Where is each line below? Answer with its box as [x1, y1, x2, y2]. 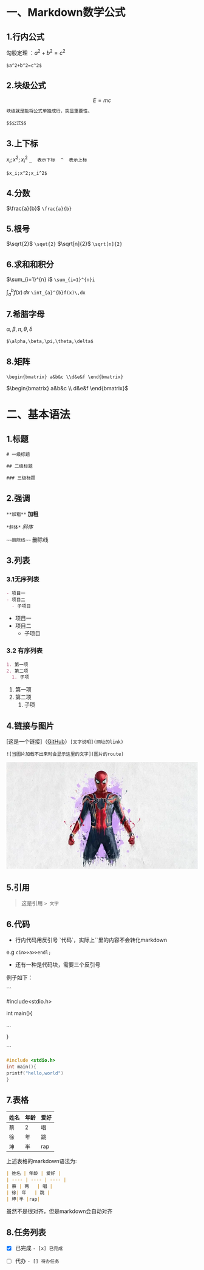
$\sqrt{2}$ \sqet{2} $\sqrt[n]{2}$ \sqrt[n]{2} [6, 240, 123, 248]
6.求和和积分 [6, 259, 55, 270]
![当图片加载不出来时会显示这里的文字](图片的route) [6, 751, 124, 758]
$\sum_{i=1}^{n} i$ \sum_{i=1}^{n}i [6, 276, 95, 283]
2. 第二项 [6, 668, 29, 674]
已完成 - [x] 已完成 [15, 1245, 63, 1252]
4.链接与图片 [6, 721, 55, 731]
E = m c [93, 97, 111, 104]
